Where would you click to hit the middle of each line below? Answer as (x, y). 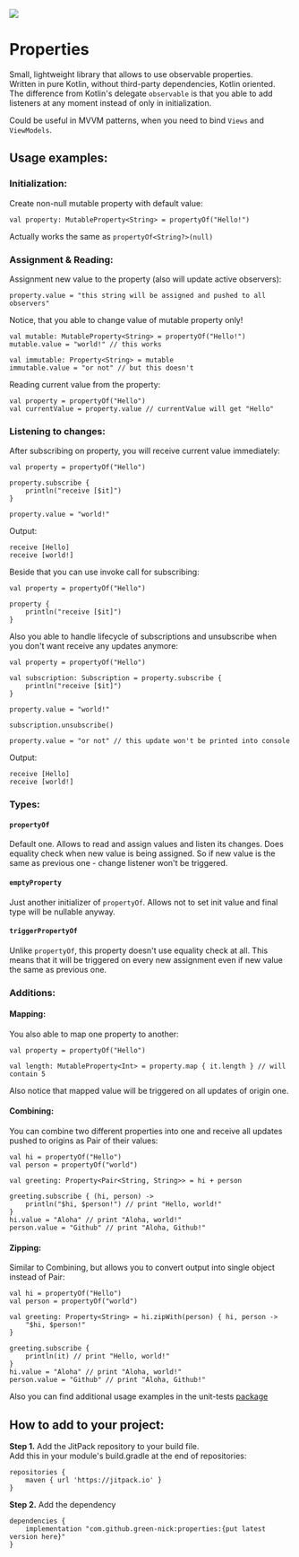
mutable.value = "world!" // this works (86, 344)
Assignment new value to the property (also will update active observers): (145, 279)
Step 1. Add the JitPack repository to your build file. (104, 1447)
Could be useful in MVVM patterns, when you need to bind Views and (137, 120)
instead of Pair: (37, 1277)
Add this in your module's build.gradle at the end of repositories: (128, 1456)
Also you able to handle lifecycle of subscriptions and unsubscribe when (143, 636)
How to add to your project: (87, 1425)
